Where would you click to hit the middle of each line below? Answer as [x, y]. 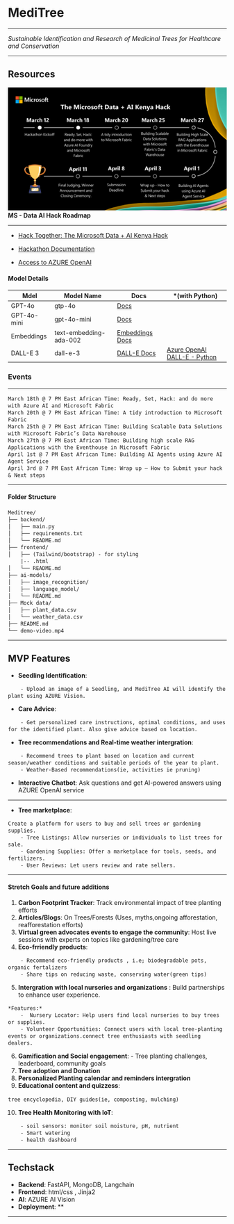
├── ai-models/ [30, 575]
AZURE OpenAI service [51, 790]
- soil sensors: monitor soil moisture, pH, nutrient [100, 1126]
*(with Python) [195, 295]
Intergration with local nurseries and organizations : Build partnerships [121, 987]
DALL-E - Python [192, 357]
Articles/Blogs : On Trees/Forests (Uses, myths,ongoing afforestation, [118, 917]
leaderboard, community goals [62, 1063]
